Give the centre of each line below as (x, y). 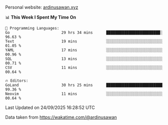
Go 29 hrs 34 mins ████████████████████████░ (84, 32)
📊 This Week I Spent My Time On (41, 17)
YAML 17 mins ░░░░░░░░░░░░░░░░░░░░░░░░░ (84, 50)
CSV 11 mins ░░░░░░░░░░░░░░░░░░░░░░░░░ (84, 67)
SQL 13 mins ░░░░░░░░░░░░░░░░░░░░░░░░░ (84, 59)
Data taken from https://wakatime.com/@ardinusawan (61, 117)
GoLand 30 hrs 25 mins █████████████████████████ (84, 85)
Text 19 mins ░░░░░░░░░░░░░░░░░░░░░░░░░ (84, 41)
